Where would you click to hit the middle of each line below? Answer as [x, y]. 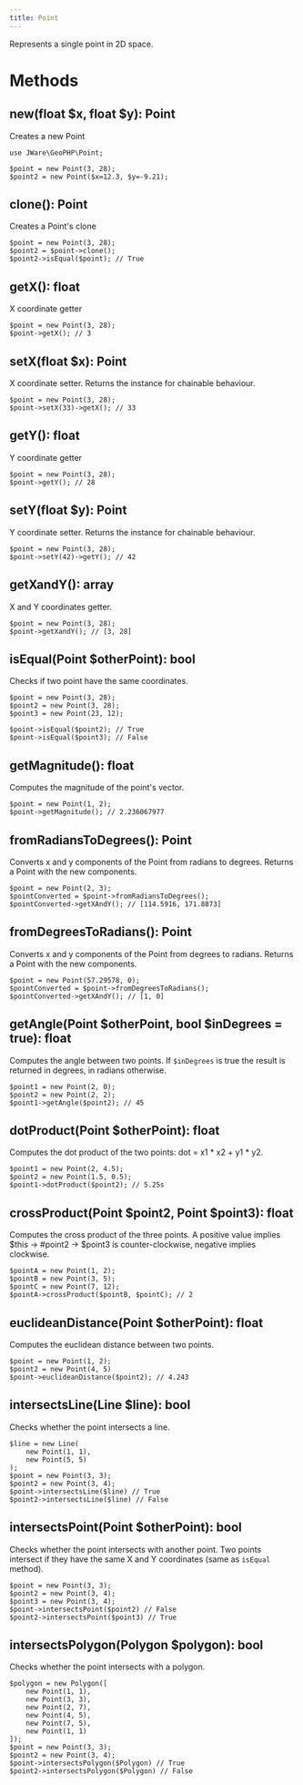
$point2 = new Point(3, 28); [65, 706]
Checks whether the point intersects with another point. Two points [136, 1549]
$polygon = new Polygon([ [58, 1684]
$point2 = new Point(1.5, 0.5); [71, 1177]
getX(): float [45, 286]
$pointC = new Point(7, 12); [65, 1287]
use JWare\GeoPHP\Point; [56, 153]
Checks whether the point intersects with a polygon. [107, 1667]
